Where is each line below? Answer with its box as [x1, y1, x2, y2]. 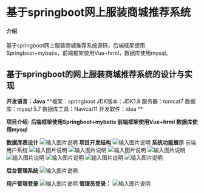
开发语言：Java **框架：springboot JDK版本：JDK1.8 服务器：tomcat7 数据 [6, 98, 196, 105]
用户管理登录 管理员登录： [6, 180, 111, 188]
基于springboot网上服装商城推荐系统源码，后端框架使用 [6, 42, 146, 49]
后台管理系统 [6, 167, 38, 174]
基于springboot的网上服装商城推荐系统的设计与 [6, 69, 185, 79]
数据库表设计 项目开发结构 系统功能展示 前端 [6, 139, 196, 146]
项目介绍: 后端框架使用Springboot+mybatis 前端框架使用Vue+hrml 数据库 [6, 118, 192, 125]
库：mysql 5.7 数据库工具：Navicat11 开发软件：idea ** [6, 105, 144, 113]
